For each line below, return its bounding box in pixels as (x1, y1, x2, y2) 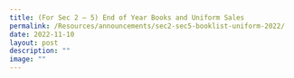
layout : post (9, 38, 59, 48)
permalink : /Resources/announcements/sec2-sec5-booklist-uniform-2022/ (9, 22, 285, 30)
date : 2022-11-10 (9, 30, 75, 39)
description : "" (9, 47, 71, 56)
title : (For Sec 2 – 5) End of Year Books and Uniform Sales (9, 13, 245, 22)
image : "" (9, 55, 47, 64)
